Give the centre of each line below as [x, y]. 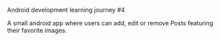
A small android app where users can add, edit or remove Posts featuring [110, 23]
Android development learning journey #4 [66, 10]
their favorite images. [37, 30]
